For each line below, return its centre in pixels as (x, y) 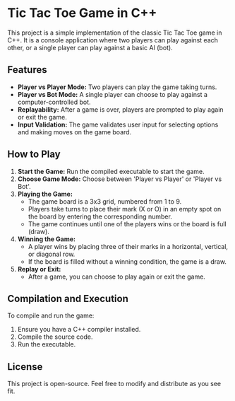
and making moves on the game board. (74, 132)
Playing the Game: (45, 194)
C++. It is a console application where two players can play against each (113, 40)
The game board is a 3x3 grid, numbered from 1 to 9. (105, 201)
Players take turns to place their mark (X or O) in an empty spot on (125, 209)
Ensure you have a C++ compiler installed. (79, 330)
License (25, 367)
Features (27, 70)
